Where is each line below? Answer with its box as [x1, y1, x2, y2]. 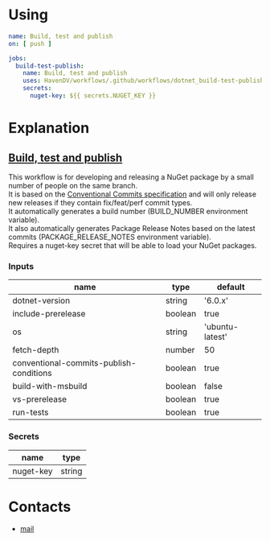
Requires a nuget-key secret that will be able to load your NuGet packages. [8, 240, 257, 250]
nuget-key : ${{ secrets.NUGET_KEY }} [29, 92, 157, 100]
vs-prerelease [12, 394, 67, 405]
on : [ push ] [8, 39, 52, 47]
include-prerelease [12, 308, 86, 320]
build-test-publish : [15, 62, 84, 70]
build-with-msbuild [12, 381, 88, 392]
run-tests [12, 407, 49, 418]
